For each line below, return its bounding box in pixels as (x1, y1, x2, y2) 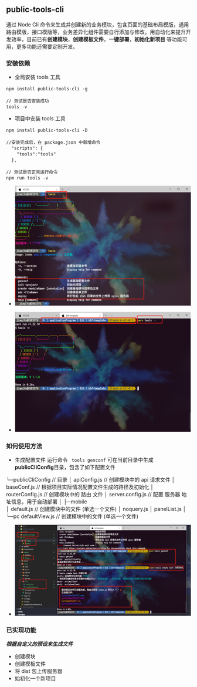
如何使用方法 (6, 442, 43, 450)
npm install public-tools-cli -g (6, 86, 88, 92)
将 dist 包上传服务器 (14, 668, 63, 675)
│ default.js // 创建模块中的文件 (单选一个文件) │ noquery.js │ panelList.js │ (6, 506, 186, 513)
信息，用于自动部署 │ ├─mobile (11, 498, 87, 505)
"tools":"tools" (16, 151, 57, 157)
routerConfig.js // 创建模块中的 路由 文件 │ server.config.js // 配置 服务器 (6, 491, 181, 498)
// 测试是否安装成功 (6, 98, 49, 104)
